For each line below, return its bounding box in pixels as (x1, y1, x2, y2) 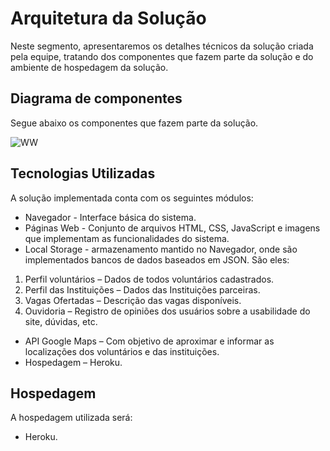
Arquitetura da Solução (10, 7, 207, 30)
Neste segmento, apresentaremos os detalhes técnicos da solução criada (10, 40, 314, 52)
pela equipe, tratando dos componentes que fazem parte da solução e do (10, 50, 314, 62)
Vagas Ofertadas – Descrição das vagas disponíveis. (24, 294, 242, 306)
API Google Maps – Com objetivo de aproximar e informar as (24, 335, 275, 347)
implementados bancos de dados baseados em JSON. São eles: (24, 253, 290, 266)
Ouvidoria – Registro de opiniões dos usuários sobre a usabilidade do (24, 305, 311, 317)
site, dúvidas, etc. (24, 315, 98, 327)
